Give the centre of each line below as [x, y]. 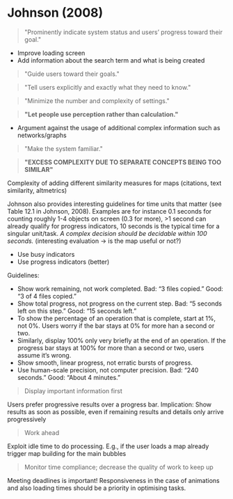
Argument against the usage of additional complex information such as [119, 127]
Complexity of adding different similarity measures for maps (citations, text [114, 183]
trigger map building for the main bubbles [67, 453]
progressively [27, 419]
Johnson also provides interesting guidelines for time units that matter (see [115, 204]
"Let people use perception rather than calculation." [101, 114]
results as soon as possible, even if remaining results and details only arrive [115, 411]
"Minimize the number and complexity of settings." [97, 101]
